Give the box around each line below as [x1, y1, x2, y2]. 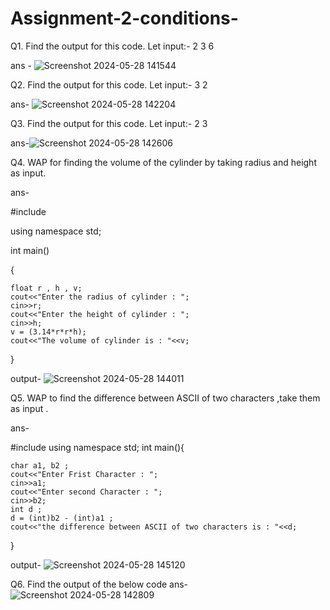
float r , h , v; [10, 283, 83, 293]
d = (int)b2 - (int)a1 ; [10, 513, 114, 523]
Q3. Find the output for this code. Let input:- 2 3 [10, 117, 208, 129]
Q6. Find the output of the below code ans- [10, 578, 189, 590]
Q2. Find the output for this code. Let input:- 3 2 [10, 78, 208, 91]
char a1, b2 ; [10, 460, 70, 471]
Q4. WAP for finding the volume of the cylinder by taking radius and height [10, 156, 317, 168]
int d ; [10, 504, 43, 514]
